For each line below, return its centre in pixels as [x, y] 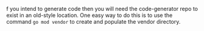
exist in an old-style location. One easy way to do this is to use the [90, 15]
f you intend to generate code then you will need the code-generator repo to [102, 9]
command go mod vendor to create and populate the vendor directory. [93, 22]
